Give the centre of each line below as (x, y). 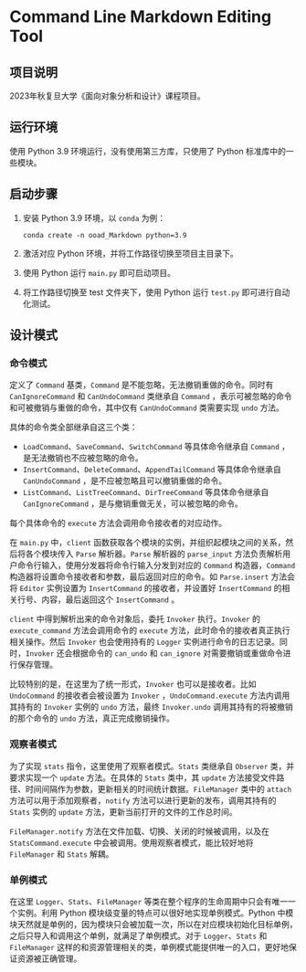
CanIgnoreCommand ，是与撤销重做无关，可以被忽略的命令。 (133, 503)
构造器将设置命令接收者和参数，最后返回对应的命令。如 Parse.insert (139, 576)
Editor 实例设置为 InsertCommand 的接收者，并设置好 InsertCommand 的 (151, 588)
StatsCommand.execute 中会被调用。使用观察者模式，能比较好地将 (132, 842)
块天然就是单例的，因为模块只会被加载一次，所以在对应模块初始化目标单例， (153, 924)
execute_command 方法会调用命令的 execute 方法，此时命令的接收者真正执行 (150, 630)
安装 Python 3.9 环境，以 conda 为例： (94, 217)
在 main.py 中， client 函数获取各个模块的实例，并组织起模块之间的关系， (148, 543)
